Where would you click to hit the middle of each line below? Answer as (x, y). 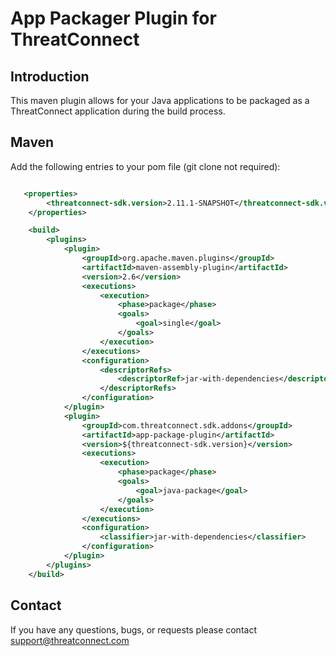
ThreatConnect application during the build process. (118, 111)
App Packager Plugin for (113, 18)
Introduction (50, 76)
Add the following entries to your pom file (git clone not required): (145, 166)
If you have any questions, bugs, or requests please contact (133, 629)
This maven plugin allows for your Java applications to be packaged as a (160, 100)
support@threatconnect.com (70, 640)
